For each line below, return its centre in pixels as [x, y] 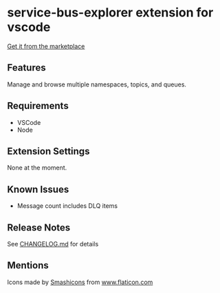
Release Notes [39, 227]
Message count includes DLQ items [67, 206]
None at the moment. [37, 168]
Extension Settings [48, 151]
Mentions [28, 266]
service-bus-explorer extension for [110, 13]
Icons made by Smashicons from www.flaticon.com [80, 282]
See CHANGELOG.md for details [53, 244]
